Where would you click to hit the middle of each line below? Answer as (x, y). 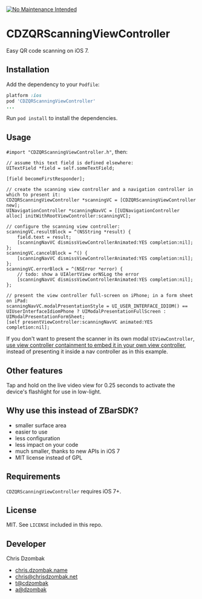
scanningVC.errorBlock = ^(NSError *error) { (64, 269)
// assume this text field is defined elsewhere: (70, 163)
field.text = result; (44, 237)
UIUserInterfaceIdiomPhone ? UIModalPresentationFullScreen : (86, 312)
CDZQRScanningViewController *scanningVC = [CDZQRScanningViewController (101, 200)
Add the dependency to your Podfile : (53, 84)
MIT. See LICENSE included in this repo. (54, 525)
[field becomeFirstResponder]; (46, 179)
